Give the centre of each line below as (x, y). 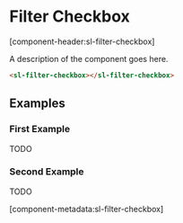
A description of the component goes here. (89, 58)
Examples (37, 104)
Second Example (47, 172)
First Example (40, 129)
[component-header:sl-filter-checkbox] (82, 41)
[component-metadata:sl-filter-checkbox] (87, 209)
